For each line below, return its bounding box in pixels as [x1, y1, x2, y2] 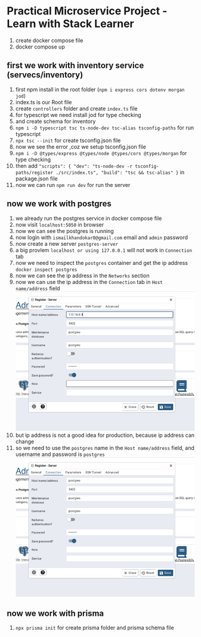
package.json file [15, 175, 58, 182]
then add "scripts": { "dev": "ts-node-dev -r [15, 162, 133, 169]
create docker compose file [15, 37, 84, 44]
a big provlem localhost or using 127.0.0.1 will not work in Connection [15, 246, 193, 253]
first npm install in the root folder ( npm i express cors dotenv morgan [15, 86, 185, 93]
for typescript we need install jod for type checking [15, 111, 142, 118]
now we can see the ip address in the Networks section [15, 271, 150, 279]
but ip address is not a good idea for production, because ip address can [15, 431, 195, 439]
